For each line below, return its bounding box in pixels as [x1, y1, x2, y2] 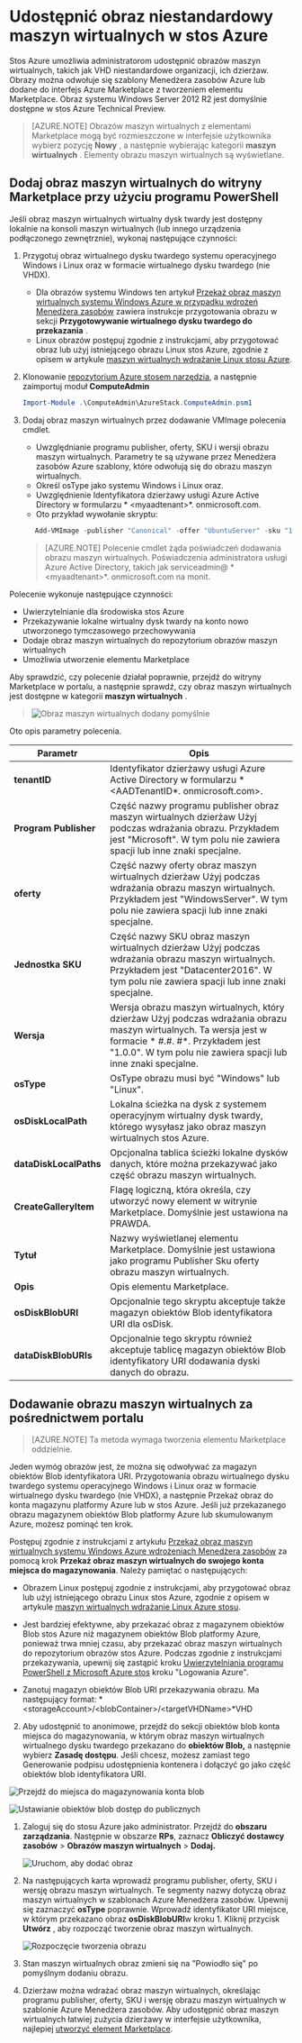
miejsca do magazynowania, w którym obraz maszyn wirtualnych [22, 1730, 265, 1741]
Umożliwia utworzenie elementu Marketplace [22, 653, 191, 664]
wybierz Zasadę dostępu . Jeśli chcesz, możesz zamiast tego [22, 1750, 250, 1761]
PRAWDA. [110, 1217, 151, 1229]
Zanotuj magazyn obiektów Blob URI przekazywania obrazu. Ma [22, 1684, 260, 1695]
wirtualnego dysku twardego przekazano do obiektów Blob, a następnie [22, 1740, 291, 1751]
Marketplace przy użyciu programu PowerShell [9, 189, 279, 205]
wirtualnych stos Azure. [110, 1131, 209, 1144]
